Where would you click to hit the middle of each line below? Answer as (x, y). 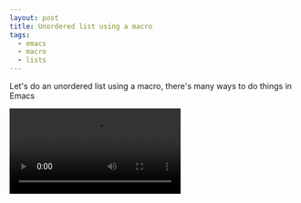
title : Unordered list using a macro (81, 26)
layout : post (34, 18)
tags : (20, 35)
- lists (32, 60)
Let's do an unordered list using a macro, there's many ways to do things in (151, 86)
